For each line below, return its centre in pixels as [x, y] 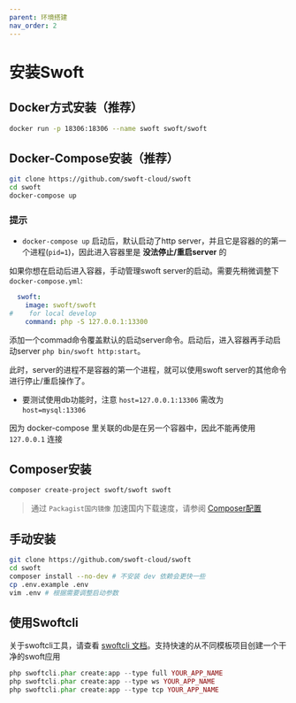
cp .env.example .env [49, 584]
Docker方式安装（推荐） [76, 108]
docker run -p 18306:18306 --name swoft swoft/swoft [108, 128]
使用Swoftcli [44, 622]
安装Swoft [47, 72]
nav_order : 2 [33, 26]
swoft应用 [42, 657]
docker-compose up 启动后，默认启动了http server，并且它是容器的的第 [150, 241]
